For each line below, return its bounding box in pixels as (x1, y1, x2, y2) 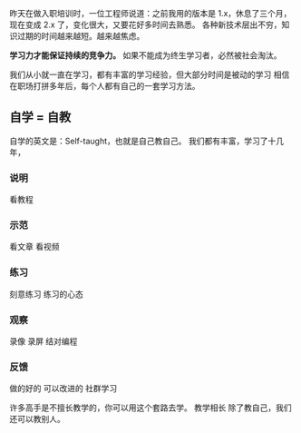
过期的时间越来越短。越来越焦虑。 (16, 31, 145, 41)
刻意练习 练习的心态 (9, 289, 83, 300)
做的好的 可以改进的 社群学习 (9, 383, 118, 394)
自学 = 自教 (9, 110, 72, 125)
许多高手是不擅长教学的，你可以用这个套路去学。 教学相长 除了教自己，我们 (9, 402, 292, 413)
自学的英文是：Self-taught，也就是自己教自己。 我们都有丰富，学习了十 (9, 135, 277, 146)
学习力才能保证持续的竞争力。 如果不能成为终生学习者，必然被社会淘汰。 (9, 50, 282, 61)
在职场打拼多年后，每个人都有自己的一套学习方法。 (9, 81, 200, 91)
